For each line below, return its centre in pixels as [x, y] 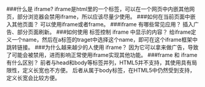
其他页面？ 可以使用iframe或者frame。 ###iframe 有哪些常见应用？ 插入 [102, 24]
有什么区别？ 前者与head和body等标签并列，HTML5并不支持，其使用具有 [99, 62]
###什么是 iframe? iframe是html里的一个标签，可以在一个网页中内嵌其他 [98, 9]
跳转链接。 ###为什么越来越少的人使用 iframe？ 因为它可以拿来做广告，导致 [102, 47]
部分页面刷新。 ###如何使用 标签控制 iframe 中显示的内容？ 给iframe [104, 32]
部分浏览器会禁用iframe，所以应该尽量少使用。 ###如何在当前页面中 [103, 17]
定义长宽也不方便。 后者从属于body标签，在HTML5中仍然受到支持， [109, 70]
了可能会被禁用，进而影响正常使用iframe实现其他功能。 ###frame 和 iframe [102, 55]
